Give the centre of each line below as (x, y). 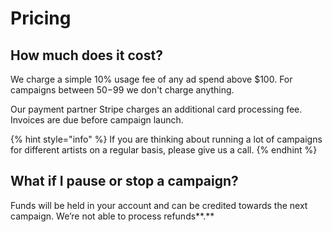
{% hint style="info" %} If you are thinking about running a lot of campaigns (166, 139)
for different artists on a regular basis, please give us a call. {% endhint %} (164, 150)
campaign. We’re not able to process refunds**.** (112, 216)
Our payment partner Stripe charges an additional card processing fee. (156, 109)
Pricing (41, 18)
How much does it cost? (86, 55)
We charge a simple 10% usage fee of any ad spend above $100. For (151, 79)
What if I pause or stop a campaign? (124, 181)
